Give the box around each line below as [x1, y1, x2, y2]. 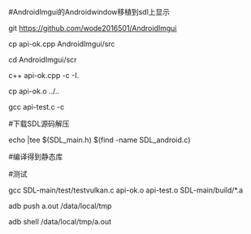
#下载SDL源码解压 [8, 119, 70, 128]
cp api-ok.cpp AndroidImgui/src [8, 39, 115, 49]
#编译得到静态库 [8, 152, 63, 161]
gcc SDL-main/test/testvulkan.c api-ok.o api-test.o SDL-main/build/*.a [8, 185, 244, 195]
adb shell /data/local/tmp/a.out [8, 217, 112, 226]
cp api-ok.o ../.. [8, 86, 59, 96]
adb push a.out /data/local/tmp [8, 201, 112, 210]
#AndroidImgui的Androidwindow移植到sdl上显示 [8, 7, 171, 16]
